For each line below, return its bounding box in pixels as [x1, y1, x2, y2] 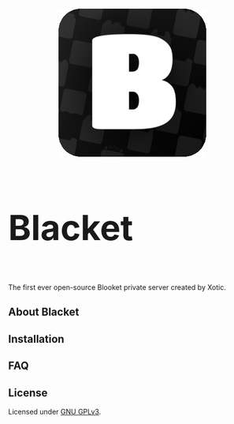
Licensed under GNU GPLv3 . [8, 407, 102, 416]
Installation [8, 332, 65, 346]
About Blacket [8, 306, 80, 319]
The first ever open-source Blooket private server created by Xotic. [8, 283, 226, 292]
